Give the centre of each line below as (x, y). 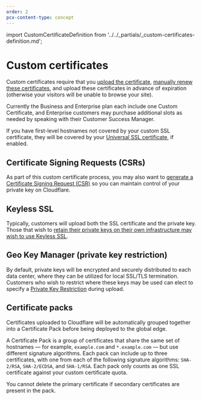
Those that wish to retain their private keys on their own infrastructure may (99, 230)
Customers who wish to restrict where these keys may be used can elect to (100, 282)
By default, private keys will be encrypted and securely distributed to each (99, 269)
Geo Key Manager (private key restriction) (87, 255)
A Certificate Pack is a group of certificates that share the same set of (93, 340)
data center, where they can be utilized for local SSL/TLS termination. (93, 276)
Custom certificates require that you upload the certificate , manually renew (99, 82)
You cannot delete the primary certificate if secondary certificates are (93, 384)
